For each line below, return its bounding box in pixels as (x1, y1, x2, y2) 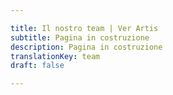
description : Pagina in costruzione (10, 42, 163, 52)
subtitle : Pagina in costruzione (10, 32, 150, 43)
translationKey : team (10, 51, 101, 61)
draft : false (10, 61, 65, 71)
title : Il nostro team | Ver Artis (10, 23, 159, 33)
